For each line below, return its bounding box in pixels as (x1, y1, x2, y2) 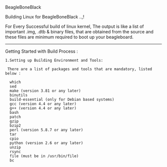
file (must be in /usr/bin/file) (9, 154, 79, 159)
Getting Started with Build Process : (5, 48, 78, 54)
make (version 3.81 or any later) (9, 88, 81, 93)
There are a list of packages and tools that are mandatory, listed (7, 67, 153, 72)
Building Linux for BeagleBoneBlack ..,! (5, 14, 84, 19)
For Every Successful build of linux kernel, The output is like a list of (5, 23, 144, 29)
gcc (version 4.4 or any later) (9, 101, 77, 106)
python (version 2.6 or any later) (9, 141, 83, 146)
